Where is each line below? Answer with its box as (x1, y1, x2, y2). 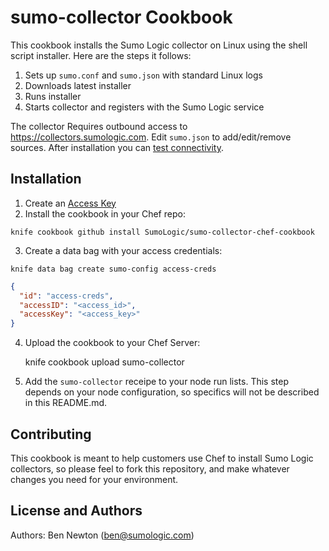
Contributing (10, 426, 92, 443)
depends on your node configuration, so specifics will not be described (24, 386, 320, 398)
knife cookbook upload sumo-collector (24, 356, 185, 368)
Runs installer (24, 90, 82, 102)
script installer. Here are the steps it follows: (10, 49, 192, 61)
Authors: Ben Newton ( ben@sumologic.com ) (10, 529, 195, 541)
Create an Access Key (24, 197, 117, 209)
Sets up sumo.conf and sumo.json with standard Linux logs (24, 69, 263, 81)
